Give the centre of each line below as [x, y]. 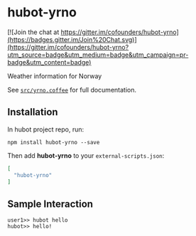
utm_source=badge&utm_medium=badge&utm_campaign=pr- [98, 55]
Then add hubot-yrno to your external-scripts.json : [86, 155]
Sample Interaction [50, 204]
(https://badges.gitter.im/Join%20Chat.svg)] [72, 39]
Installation [33, 112]
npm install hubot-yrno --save [54, 142]
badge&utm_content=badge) [49, 62]
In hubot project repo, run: [46, 129]
